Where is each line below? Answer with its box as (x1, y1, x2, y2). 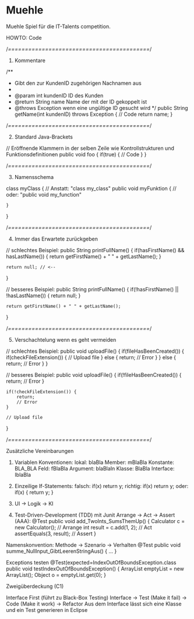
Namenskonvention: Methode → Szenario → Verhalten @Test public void (6, 541, 181, 548)
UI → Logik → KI (14, 500, 54, 507)
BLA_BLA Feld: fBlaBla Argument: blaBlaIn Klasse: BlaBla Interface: (14, 465, 175, 472)
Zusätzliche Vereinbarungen (6, 447, 74, 454)
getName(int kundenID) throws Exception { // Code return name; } (14, 111, 173, 118)
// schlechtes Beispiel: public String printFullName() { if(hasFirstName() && (6, 246, 185, 253)
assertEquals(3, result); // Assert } (14, 530, 96, 537)
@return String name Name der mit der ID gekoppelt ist (14, 98, 147, 105)
